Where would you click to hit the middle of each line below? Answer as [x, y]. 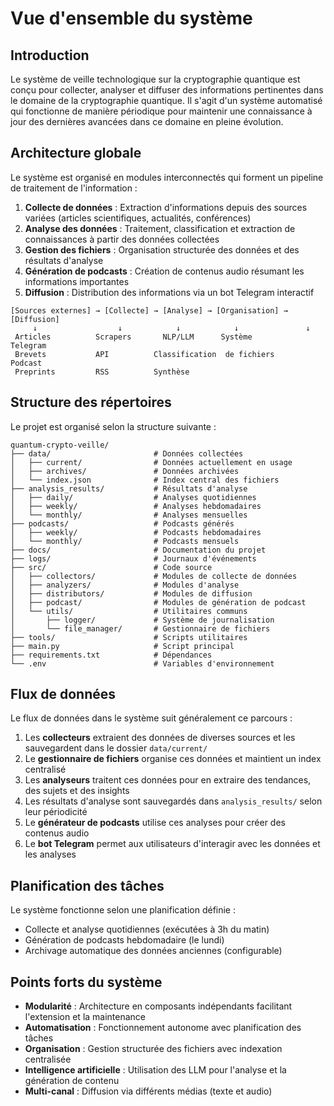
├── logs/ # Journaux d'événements [133, 558]
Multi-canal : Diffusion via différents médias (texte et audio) [148, 1091]
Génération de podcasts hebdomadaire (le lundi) [124, 940]
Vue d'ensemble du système [131, 18]
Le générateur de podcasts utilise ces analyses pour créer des [155, 823]
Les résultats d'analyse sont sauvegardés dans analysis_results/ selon [173, 801]
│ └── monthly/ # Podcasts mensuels [125, 541]
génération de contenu [72, 1081]
